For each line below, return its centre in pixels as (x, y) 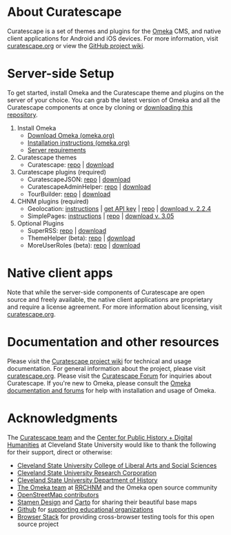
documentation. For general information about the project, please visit (106, 368)
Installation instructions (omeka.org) (79, 143)
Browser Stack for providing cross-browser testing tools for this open (116, 516)
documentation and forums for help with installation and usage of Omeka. (112, 390)
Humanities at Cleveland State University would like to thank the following (112, 445)
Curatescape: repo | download (71, 164)
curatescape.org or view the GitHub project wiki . (76, 46)
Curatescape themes (47, 157)
